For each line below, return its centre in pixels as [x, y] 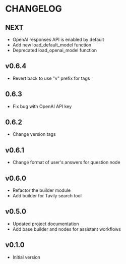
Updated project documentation [46, 224]
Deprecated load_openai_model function [55, 50]
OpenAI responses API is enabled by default [58, 39]
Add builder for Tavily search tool [47, 196]
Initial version [26, 257]
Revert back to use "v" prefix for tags [51, 78]
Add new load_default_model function [52, 45]
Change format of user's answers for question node [66, 163]
